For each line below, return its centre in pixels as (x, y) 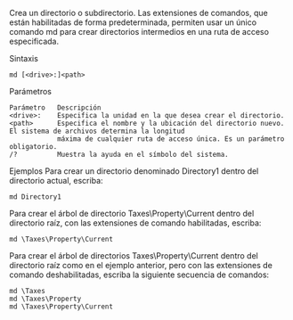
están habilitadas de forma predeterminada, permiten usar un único (133, 22)
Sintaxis (24, 58)
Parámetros (30, 91)
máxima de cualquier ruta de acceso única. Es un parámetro (171, 139)
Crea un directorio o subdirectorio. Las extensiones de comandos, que (139, 13)
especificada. (34, 41)
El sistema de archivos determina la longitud (97, 131)
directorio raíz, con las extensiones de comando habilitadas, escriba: (135, 223)
